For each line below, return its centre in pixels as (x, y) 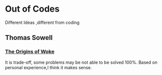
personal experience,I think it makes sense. (49, 67)
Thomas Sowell (29, 38)
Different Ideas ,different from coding (42, 22)
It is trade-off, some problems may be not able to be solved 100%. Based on (81, 62)
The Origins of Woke (30, 52)
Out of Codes (32, 9)
